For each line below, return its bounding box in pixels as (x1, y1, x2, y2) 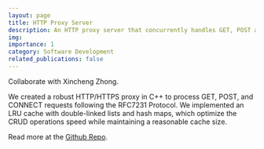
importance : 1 (8, 41, 55, 49)
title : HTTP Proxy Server (8, 19, 93, 27)
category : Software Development (8, 48, 114, 56)
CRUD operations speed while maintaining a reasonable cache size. (8, 117, 228, 126)
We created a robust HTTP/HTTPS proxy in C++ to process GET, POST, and (8, 92, 254, 101)
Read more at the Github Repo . (8, 132, 108, 141)
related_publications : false (8, 56, 104, 64)
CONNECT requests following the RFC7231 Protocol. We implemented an (8, 100, 244, 110)
